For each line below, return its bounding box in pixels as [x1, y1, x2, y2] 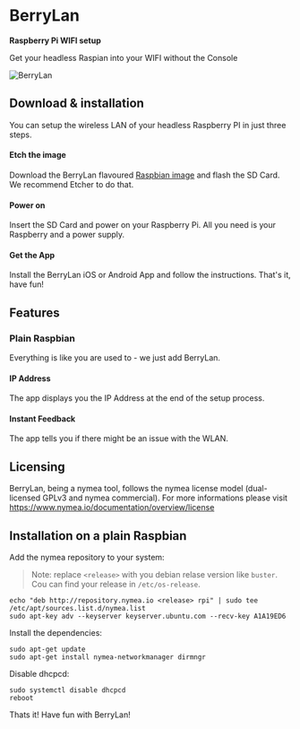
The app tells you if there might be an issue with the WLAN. [9, 433, 228, 444]
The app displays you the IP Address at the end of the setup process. [9, 393, 265, 404]
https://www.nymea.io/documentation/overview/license [9, 502, 215, 513]
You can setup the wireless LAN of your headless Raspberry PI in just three [9, 119, 287, 130]
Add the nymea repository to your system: [9, 552, 165, 563]
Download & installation [9, 96, 145, 111]
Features [9, 305, 60, 320]
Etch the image [9, 150, 67, 161]
